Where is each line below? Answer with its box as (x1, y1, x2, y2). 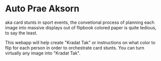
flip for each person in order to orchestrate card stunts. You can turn (5, 45, 145, 51)
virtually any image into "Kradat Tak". (5, 50, 80, 56)
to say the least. (5, 30, 38, 36)
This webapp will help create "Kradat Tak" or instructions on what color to (5, 39, 156, 45)
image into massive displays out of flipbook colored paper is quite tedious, (5, 24, 157, 30)
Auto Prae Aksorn (5, 3, 80, 14)
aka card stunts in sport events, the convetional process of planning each (5, 19, 155, 25)
